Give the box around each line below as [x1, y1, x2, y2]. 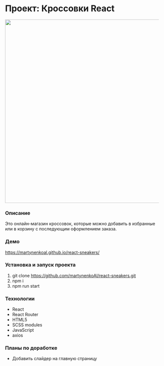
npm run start [12, 283, 40, 289]
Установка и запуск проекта [5, 261, 76, 268]
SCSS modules [12, 322, 42, 328]
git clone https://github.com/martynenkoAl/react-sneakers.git [12, 273, 136, 278]
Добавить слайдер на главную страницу [12, 356, 97, 362]
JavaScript [12, 327, 34, 333]
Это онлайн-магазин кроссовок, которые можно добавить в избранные [5, 221, 155, 227]
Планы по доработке [5, 344, 58, 351]
